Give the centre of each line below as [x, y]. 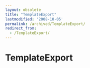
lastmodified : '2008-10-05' [34, 19]
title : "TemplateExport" [31, 14]
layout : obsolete [23, 10]
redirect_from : [21, 28]
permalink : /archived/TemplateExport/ [45, 24]
